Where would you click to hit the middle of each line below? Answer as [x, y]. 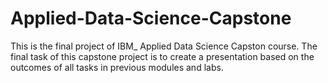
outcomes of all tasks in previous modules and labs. [117, 67]
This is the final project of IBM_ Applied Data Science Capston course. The [164, 46]
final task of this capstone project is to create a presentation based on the [162, 56]
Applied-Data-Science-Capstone [151, 18]
